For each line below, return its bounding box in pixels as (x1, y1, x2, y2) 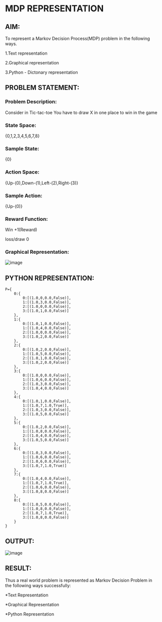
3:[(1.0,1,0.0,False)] (23, 308, 69, 314)
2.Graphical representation (5, 60, 59, 65)
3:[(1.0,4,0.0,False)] (23, 386, 69, 391)
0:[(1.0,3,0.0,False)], (23, 450, 71, 455)
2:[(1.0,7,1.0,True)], (23, 511, 69, 516)
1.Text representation (5, 50, 48, 56)
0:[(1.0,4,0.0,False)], (23, 476, 71, 481)
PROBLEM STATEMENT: (5, 84, 80, 92)
